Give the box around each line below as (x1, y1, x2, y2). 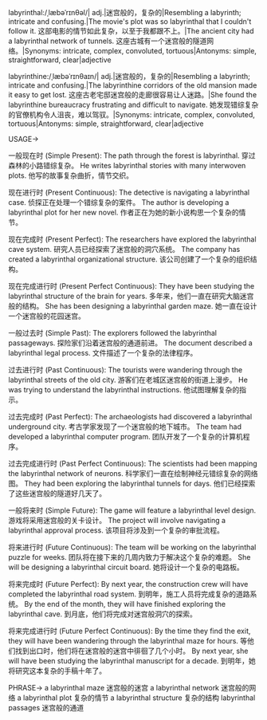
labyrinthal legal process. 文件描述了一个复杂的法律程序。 (8, 348, 198, 357)
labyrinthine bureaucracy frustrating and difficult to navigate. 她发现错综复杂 (8, 100, 259, 109)
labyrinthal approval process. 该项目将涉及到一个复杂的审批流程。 (8, 525, 225, 535)
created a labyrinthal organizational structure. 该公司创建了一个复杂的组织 (8, 254, 251, 264)
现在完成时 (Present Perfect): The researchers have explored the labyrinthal (8, 234, 257, 244)
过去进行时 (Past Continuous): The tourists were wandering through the (8, 365, 243, 374)
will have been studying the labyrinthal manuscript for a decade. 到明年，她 (8, 656, 257, 665)
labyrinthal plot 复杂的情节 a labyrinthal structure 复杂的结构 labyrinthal (22, 693, 256, 702)
